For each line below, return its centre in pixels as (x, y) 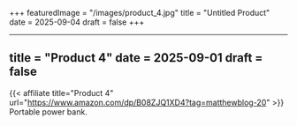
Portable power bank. (49, 111)
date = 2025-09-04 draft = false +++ (77, 22)
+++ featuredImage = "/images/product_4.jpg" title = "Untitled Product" (140, 13)
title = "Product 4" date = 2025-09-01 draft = (136, 58)
